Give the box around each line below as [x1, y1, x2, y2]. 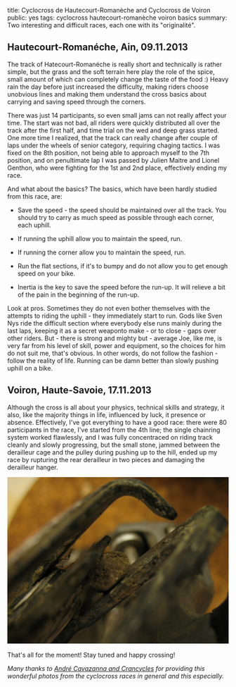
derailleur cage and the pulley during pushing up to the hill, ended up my [7, 447, 218, 457]
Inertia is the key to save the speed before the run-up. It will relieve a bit [17, 283, 226, 291]
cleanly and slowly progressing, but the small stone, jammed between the [7, 440, 221, 449]
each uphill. [17, 221, 51, 229]
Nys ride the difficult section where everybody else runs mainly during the [7, 318, 223, 327]
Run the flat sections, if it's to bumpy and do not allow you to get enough [17, 261, 228, 270]
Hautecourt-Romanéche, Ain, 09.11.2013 [7, 42, 188, 54]
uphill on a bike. [7, 364, 53, 372]
